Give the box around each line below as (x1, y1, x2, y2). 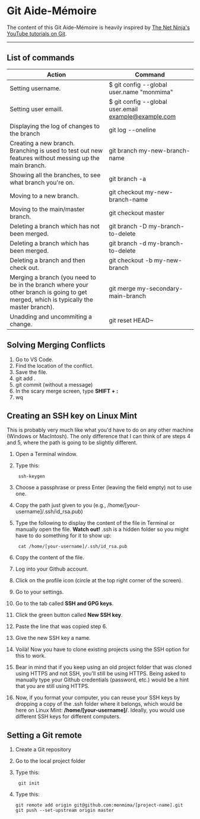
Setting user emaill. (9, 105, 64, 113)
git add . (15, 375, 36, 382)
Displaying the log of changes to (9, 122, 100, 130)
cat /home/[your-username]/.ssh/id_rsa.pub (18, 544, 128, 550)
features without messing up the (9, 154, 100, 162)
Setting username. (9, 84, 61, 93)
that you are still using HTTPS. (15, 683, 90, 690)
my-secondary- (136, 284, 183, 292)
